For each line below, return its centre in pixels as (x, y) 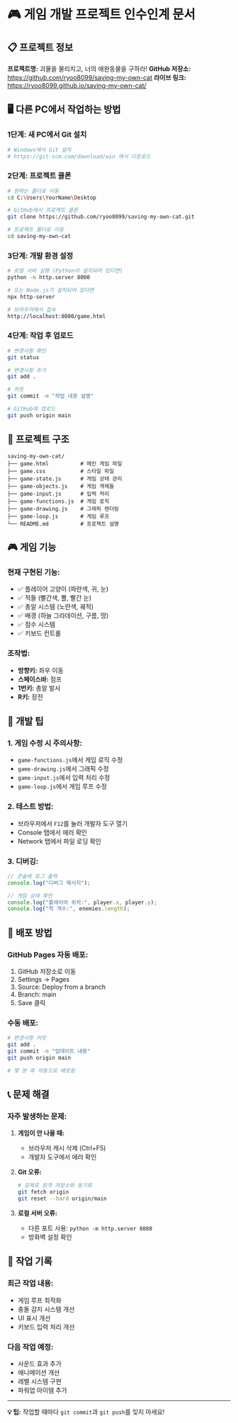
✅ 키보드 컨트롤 (39, 633)
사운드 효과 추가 (39, 1364)
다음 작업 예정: (30, 1347)
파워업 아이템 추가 (42, 1390)
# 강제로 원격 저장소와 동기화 (55, 1186)
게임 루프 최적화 (39, 1300)
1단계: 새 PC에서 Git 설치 (47, 135)
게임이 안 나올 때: (41, 1133)
